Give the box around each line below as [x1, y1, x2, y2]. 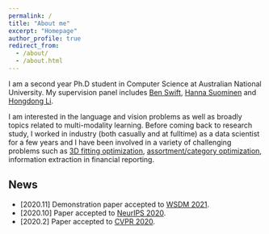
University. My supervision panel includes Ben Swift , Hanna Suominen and [8, 87, 257, 97]
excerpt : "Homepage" [8, 27, 78, 35]
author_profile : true [8, 34, 82, 43]
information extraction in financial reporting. [8, 154, 155, 164]
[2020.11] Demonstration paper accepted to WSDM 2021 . [19, 199, 210, 209]
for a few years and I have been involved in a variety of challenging [8, 137, 232, 147]
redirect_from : [8, 42, 60, 50]
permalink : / [8, 11, 53, 20]
